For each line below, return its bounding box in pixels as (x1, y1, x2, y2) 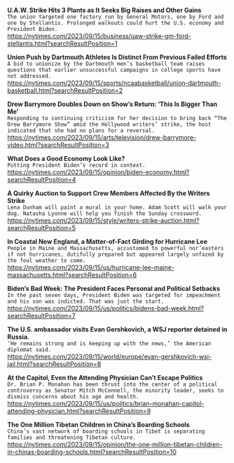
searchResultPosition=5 (7, 224, 76, 232)
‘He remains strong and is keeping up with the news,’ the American (7, 340, 212, 347)
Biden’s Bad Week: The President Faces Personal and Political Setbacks (7, 285, 221, 292)
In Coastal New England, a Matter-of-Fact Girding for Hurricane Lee (7, 237, 208, 245)
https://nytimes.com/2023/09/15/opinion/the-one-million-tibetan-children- (7, 441, 223, 448)
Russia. (7, 333, 30, 341)
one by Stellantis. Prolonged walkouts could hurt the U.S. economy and (7, 20, 224, 27)
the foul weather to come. (7, 257, 86, 264)
